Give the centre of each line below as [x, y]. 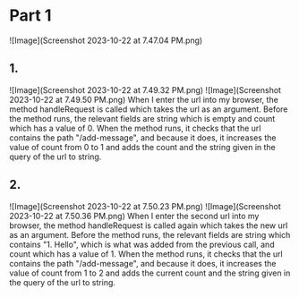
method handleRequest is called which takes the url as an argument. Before [149, 109]
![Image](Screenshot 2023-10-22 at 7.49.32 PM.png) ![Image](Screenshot [145, 89]
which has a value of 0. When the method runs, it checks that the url [135, 128]
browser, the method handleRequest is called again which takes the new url [149, 225]
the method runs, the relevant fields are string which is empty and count [142, 118]
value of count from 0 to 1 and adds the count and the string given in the [142, 147]
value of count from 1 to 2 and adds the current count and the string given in [150, 273]
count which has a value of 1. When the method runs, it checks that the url [146, 254]
